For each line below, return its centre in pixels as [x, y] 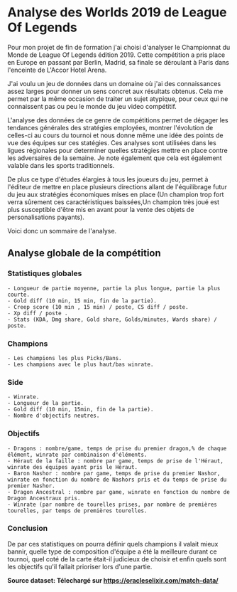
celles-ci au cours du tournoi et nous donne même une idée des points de [115, 135]
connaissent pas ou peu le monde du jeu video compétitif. [92, 106]
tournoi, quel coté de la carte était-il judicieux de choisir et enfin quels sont [117, 559]
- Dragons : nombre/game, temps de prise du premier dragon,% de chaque [117, 448]
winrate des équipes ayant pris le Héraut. [73, 467]
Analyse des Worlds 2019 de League [117, 12]
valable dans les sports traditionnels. [61, 165]
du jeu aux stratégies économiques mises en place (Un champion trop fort [116, 194]
